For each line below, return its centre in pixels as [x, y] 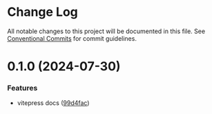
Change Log [42, 12]
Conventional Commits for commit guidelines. [72, 38]
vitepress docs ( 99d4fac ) [53, 103]
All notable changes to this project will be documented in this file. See [106, 31]
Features [22, 88]
